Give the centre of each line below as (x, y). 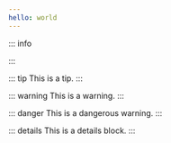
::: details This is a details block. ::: (72, 130)
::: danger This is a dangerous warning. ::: (85, 112)
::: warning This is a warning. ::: (67, 95)
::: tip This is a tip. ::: (45, 78)
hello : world (33, 18)
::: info (20, 43)
